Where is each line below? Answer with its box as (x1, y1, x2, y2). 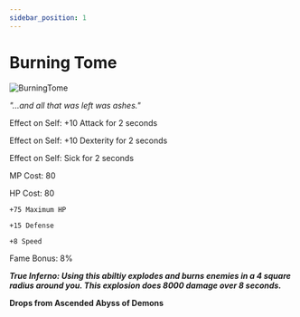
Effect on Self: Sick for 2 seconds (9, 152, 134, 163)
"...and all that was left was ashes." (9, 100, 142, 110)
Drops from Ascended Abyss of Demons (9, 297, 164, 308)
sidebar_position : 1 (9, 13, 88, 23)
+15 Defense (9, 221, 54, 230)
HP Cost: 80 (9, 187, 55, 198)
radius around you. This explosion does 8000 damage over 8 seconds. (9, 280, 282, 291)
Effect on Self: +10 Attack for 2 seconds (9, 117, 158, 128)
